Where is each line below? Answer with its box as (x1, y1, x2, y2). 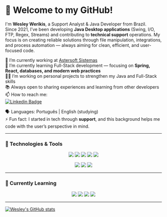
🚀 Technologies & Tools (5, 140, 63, 147)
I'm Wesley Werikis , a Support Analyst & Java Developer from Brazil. (5, 21, 147, 27)
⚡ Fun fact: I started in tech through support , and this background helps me (5, 116, 160, 122)
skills (5, 78, 16, 84)
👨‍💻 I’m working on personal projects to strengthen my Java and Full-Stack (5, 73, 158, 79)
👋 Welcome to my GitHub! (5, 4, 113, 16)
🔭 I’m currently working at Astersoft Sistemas (5, 57, 98, 63)
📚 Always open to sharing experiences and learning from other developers (5, 84, 160, 90)
